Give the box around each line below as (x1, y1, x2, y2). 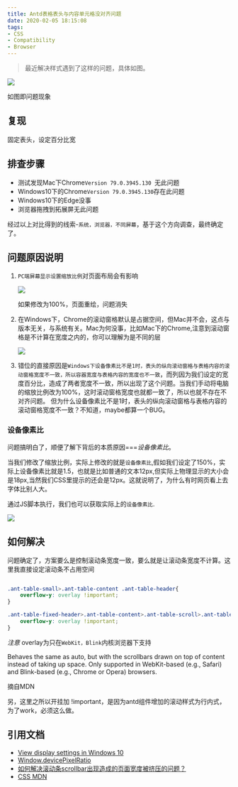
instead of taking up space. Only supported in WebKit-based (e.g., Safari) (7, 660, 222, 668)
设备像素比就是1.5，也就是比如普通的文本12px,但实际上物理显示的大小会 (19, 467, 229, 475)
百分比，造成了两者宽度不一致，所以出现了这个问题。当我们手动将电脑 (23, 379, 229, 388)
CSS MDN (17, 772, 47, 781)
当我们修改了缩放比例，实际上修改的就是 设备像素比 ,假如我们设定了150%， (7, 457, 220, 466)
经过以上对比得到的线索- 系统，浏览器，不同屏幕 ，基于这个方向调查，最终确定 (7, 219, 224, 228)
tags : (7, 23, 23, 31)
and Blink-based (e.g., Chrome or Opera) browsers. (7, 667, 157, 675)
